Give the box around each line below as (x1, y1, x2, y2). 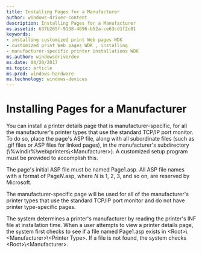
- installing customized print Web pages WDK (6, 37, 122, 43)
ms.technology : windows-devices (6, 76, 87, 82)
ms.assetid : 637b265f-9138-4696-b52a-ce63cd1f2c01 (6, 25, 136, 32)
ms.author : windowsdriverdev (6, 54, 80, 60)
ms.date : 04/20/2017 (6, 59, 58, 65)
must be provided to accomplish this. (6, 155, 98, 162)
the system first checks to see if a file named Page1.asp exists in (6, 228, 166, 235)
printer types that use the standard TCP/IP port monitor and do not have (6, 197, 185, 204)
